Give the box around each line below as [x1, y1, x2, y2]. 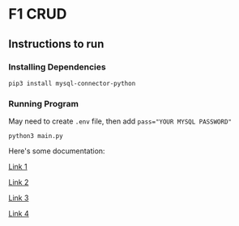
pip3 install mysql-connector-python [8, 79, 136, 87]
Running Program [8, 98, 79, 109]
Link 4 [8, 209, 30, 219]
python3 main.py [8, 132, 63, 140]
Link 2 [8, 178, 29, 187]
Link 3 [8, 193, 29, 203]
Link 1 [8, 162, 28, 172]
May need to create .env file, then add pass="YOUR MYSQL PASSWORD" [8, 116, 233, 126]
